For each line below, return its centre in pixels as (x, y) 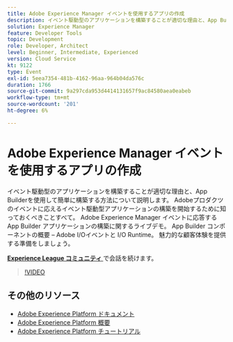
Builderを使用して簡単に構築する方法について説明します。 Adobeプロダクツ (115, 199)
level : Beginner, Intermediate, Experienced (73, 53)
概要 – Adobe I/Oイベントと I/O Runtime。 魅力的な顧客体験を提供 (131, 234)
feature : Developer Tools (45, 33)
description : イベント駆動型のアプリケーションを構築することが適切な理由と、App (112, 20)
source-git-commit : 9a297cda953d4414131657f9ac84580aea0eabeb (99, 91)
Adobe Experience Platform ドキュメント (76, 313)
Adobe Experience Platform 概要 (64, 322)
